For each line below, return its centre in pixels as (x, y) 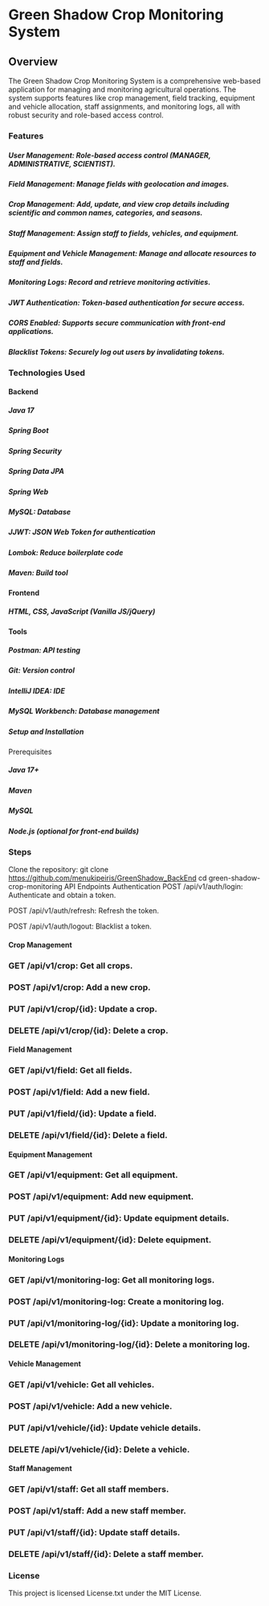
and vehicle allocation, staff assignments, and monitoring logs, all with (124, 107)
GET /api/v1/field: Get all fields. (70, 1070)
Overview (33, 62)
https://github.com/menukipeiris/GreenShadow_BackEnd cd (108, 878)
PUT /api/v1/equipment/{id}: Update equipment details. (119, 1218)
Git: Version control (41, 670)
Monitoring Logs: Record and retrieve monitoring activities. (110, 282)
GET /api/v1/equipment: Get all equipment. (93, 1175)
